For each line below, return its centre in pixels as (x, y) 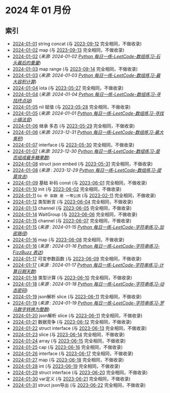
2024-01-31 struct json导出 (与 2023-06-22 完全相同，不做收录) (79, 385)
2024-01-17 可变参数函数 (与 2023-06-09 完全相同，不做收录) (77, 259)
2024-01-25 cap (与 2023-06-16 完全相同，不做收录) (68, 347)
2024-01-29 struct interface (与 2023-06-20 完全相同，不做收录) (80, 373)
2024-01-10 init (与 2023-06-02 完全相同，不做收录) (67, 189)
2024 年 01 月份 (38, 10)
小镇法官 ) (22, 120)
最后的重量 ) (29, 63)
